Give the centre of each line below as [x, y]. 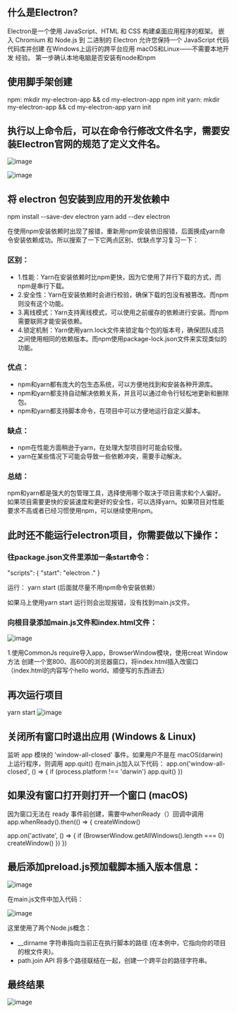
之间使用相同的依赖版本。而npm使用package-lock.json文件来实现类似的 [122, 338]
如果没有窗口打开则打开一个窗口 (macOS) [98, 796]
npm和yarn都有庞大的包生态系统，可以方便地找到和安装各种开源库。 [117, 384]
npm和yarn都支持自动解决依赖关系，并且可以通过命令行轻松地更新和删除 [123, 393]
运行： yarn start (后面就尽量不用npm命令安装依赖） [83, 588]
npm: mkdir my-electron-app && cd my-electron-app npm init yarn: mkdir [114, 99]
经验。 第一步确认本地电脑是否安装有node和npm [86, 57]
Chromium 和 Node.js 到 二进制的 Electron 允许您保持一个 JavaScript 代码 [122, 40]
